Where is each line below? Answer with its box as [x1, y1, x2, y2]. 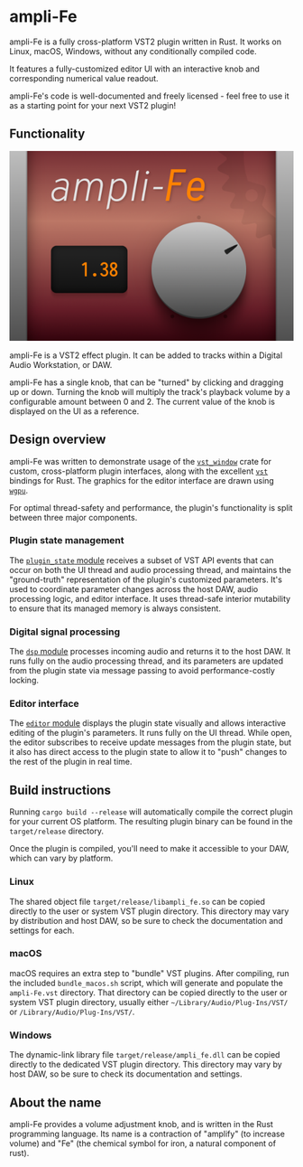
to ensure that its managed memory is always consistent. [9, 603, 221, 614]
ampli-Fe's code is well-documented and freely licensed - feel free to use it [9, 90, 290, 101]
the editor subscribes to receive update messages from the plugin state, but [9, 737, 291, 748]
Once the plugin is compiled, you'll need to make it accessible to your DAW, [9, 843, 289, 854]
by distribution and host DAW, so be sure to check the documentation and [9, 915, 284, 926]
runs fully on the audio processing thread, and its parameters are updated [9, 655, 284, 666]
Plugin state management [9, 534, 124, 547]
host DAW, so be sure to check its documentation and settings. [9, 1068, 243, 1079]
